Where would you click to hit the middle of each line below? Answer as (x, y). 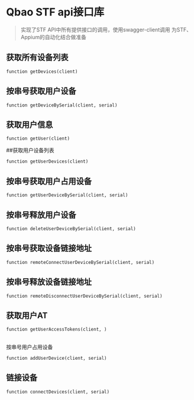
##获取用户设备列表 (30, 150)
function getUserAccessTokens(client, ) (57, 330)
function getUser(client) (38, 139)
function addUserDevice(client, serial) (57, 358)
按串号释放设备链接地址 (49, 282)
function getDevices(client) (42, 72)
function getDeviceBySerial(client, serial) (62, 105)
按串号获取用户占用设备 (49, 181)
